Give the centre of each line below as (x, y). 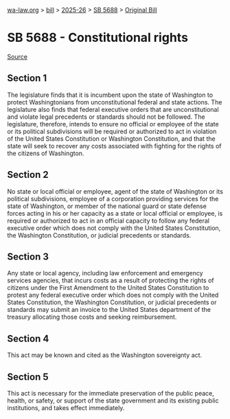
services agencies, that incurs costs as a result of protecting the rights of (111, 280)
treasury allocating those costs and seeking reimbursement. (92, 317)
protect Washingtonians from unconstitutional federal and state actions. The (115, 102)
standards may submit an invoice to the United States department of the (109, 310)
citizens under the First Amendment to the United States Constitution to (108, 288)
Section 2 (28, 175)
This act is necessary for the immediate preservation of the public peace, (111, 393)
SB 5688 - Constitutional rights (98, 38)
